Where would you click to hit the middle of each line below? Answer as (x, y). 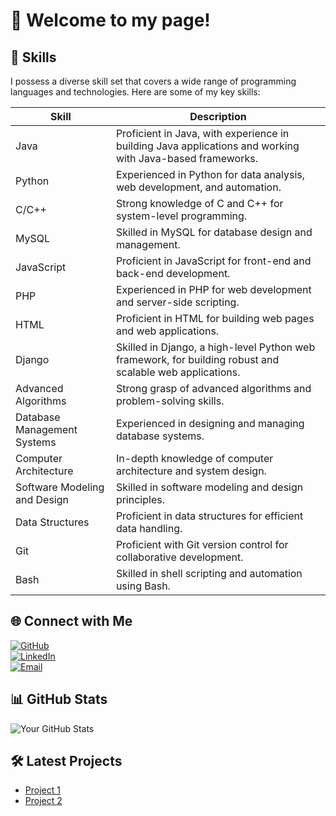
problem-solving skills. (170, 401)
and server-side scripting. (177, 302)
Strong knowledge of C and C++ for (199, 203)
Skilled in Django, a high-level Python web (215, 347)
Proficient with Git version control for (202, 544)
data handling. (149, 528)
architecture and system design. (191, 471)
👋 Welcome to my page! (110, 20)
